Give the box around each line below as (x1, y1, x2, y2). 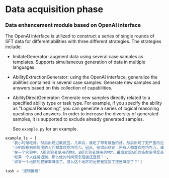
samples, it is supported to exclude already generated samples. (12, 116, 144, 122)
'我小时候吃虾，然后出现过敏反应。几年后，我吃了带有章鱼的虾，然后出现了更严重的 (12, 141, 160, 146)
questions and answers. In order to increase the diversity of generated (12, 111, 159, 117)
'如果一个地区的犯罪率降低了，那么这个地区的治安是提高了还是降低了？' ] (12, 159, 142, 164)
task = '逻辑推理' (5, 168, 41, 173)
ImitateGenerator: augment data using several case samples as (12, 54, 143, 60)
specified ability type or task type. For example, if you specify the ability (12, 100, 162, 106)
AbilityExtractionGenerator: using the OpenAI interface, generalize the (12, 74, 158, 80)
